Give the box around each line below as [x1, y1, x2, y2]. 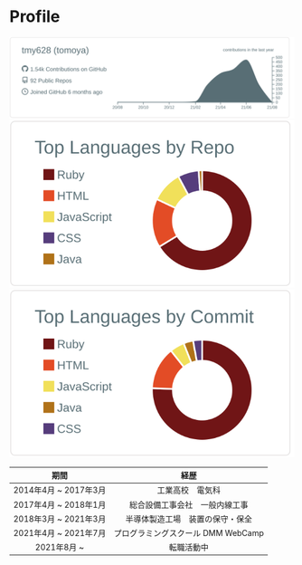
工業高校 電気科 [156, 484, 222, 495]
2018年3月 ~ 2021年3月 [13, 513, 107, 524]
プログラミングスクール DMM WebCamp [113, 528, 265, 539]
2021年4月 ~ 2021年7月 [13, 528, 107, 539]
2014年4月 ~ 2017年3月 [13, 484, 107, 495]
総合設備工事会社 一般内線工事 [129, 499, 249, 510]
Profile [9, 6, 61, 27]
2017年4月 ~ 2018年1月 [13, 499, 107, 510]
